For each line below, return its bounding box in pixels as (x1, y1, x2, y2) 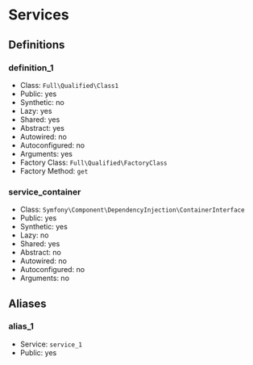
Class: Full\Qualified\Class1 (19, 80, 119, 90)
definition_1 (8, 62, 54, 73)
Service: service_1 (19, 339, 83, 349)
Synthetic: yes (19, 222, 68, 232)
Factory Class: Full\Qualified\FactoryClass (19, 157, 168, 167)
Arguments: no (19, 273, 70, 283)
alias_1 (8, 321, 35, 332)
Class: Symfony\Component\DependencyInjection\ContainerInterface (19, 204, 245, 215)
